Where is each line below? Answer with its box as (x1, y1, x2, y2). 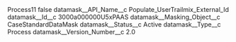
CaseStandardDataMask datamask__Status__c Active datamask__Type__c (7, 20, 221, 29)
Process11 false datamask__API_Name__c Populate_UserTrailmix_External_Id (7, 6, 229, 13)
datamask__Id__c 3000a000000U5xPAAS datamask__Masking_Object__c (7, 13, 221, 21)
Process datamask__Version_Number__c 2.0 (7, 28, 136, 36)
